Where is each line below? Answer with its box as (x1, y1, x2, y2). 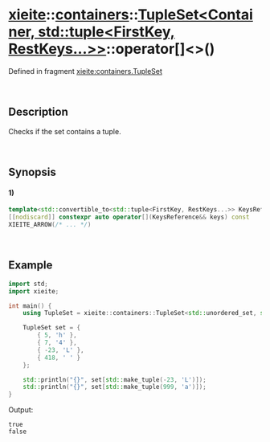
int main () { (8, 301, 52, 310)
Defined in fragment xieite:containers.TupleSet (8, 66, 163, 76)
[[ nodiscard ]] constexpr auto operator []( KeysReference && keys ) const (8, 213, 250, 222)
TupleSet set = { (22, 324, 81, 332)
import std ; (8, 280, 48, 288)
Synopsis (8, 166, 56, 179)
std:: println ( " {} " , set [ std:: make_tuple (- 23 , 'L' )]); (22, 375, 207, 383)
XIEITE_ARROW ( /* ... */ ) (8, 221, 92, 229)
